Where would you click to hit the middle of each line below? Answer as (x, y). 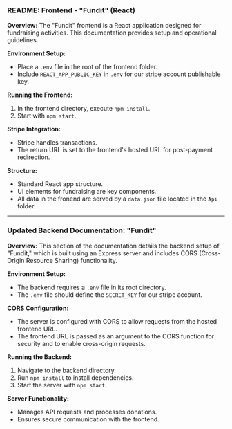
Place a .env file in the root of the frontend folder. (87, 67)
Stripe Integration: (34, 129)
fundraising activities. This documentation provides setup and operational (112, 33)
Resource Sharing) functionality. (71, 260)
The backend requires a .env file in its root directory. (92, 287)
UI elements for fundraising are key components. (87, 192)
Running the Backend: (40, 357)
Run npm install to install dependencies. (75, 377)
